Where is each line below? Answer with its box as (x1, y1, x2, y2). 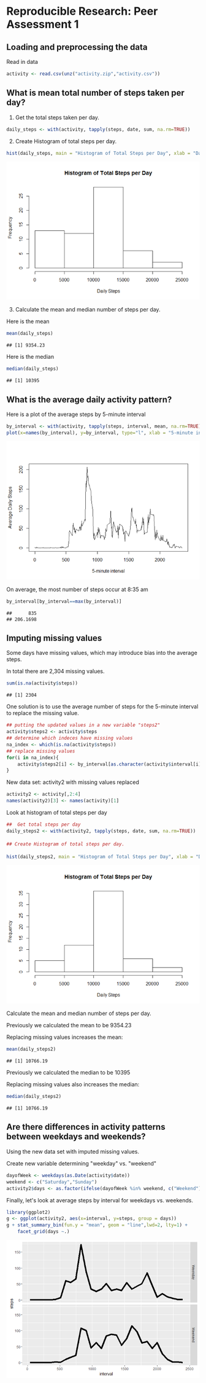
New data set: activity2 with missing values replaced (6, 778, 139, 786)
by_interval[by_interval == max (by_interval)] (6, 598, 122, 605)
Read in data (6, 58, 39, 65)
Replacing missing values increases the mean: (6, 1033, 123, 1041)
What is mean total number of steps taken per (6, 88, 185, 98)
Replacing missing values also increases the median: (6, 1081, 140, 1088)
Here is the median (6, 353, 54, 361)
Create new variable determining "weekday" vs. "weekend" (6, 1159, 157, 1167)
